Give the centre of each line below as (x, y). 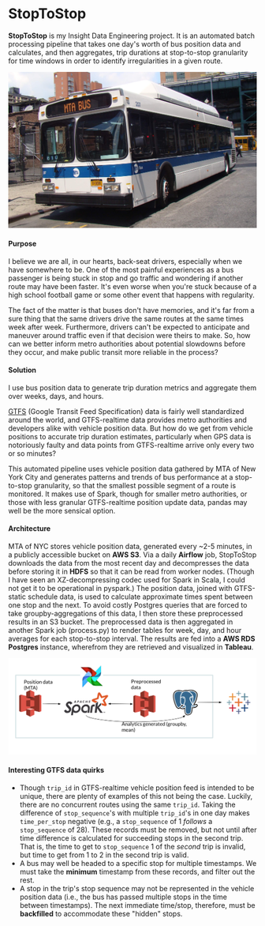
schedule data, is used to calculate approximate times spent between (140, 597)
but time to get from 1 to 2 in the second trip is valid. (104, 855)
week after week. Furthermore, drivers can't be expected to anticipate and (129, 327)
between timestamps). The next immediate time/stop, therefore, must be (138, 905)
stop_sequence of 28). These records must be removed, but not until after (138, 830)
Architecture (30, 529)
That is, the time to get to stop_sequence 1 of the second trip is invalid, (132, 846)
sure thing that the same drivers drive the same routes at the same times (126, 318)
